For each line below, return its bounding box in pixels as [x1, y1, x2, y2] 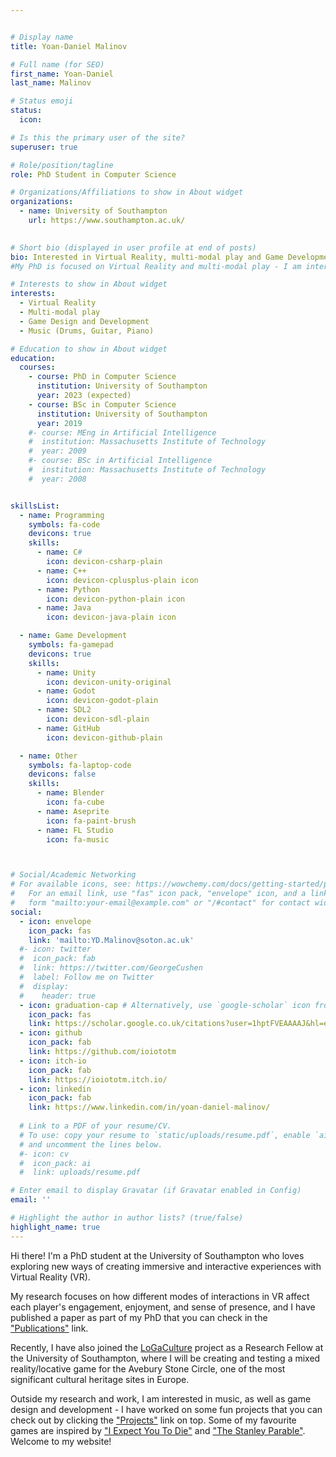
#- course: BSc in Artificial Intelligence [28, 456, 213, 466]
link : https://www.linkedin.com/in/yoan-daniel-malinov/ [28, 1102, 271, 1113]
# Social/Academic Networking [10, 870, 137, 880]
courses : [19, 362, 56, 373]
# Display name [10, 32, 74, 42]
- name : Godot [36, 686, 97, 696]
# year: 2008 [28, 474, 87, 484]
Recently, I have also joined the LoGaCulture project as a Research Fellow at [10, 1341, 324, 1353]
